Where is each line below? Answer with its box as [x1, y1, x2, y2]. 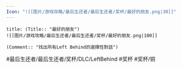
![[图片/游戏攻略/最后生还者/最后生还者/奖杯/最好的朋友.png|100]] [6, 32, 158, 39]
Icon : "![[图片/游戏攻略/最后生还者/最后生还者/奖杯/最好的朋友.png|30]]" [6, 8, 177, 15]
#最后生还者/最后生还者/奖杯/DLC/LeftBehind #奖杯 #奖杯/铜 [6, 55, 156, 63]
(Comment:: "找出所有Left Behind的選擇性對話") [6, 44, 118, 50]
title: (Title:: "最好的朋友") [6, 26, 80, 32]
